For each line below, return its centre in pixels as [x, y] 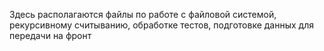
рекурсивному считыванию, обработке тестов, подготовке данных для [161, 25]
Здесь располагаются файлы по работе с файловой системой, [143, 14]
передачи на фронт [50, 35]
